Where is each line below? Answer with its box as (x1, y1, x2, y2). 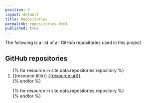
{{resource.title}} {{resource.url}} (12, 72, 81, 78)
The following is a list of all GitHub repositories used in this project (5, 39, 141, 45)
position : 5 (5, 7, 30, 12)
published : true (5, 26, 39, 31)
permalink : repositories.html (5, 21, 68, 26)
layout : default (5, 12, 39, 17)
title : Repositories (5, 16, 48, 21)
